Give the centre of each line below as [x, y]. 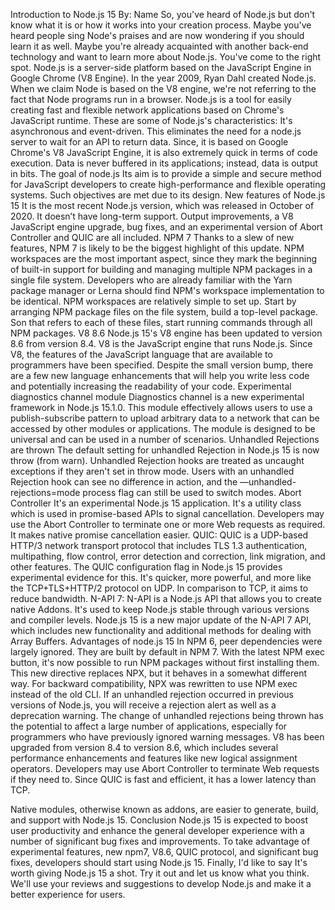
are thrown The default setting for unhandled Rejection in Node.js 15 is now [165, 450]
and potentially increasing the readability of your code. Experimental [151, 386]
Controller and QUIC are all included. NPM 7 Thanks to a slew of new [152, 237]
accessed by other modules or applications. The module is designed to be [163, 428]
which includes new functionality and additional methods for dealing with [161, 630]
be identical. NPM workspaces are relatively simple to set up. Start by [153, 301]
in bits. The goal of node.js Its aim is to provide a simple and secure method [166, 173]
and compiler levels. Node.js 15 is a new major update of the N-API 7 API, [161, 620]
